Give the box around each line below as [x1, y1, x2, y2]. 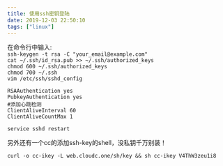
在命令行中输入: [7, 43, 52, 52]
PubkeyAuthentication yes [7, 93, 82, 101]
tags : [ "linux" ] [7, 23, 54, 30]
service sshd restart [7, 126, 70, 133]
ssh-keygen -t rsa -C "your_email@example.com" [7, 51, 148, 58]
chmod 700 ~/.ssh [7, 69, 58, 77]
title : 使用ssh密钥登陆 [7, 10, 70, 17]
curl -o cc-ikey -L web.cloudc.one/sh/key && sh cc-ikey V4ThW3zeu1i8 [7, 153, 217, 160]
